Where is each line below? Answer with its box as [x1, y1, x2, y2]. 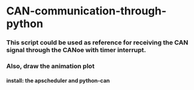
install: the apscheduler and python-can [6, 77, 110, 84]
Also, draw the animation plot [6, 62, 95, 70]
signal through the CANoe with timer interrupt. [6, 46, 147, 55]
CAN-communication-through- [6, 4, 167, 18]
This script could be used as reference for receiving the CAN [6, 38, 189, 47]
